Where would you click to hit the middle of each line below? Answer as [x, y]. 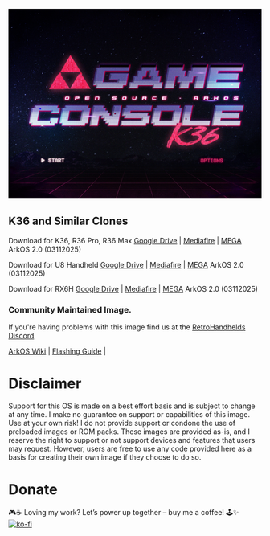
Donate [33, 490]
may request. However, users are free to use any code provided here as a [130, 449]
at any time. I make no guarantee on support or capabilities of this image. [129, 415]
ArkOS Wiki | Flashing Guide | [57, 351]
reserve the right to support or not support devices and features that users [132, 440]
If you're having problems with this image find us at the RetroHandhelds [127, 327]
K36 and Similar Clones [68, 221]
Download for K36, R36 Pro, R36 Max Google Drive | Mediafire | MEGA [125, 240]
